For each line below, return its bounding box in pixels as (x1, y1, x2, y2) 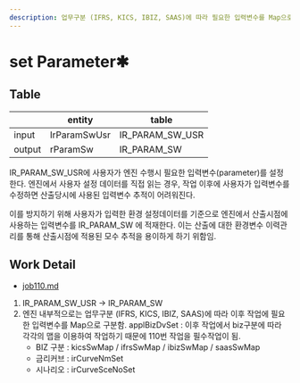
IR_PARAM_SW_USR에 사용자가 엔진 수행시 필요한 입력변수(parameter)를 (9, 167, 268, 178)
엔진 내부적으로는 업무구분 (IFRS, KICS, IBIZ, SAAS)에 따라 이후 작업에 (21, 309, 270, 320)
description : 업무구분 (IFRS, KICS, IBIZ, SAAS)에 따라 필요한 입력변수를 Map (9, 12, 281, 22)
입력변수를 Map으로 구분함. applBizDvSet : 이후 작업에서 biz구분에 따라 (31, 320, 282, 330)
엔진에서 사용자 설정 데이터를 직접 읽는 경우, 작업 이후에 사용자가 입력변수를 (28, 178, 290, 188)
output (13, 143, 42, 155)
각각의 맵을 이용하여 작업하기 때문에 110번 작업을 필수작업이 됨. (21, 331, 241, 342)
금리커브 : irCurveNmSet (35, 354, 123, 364)
